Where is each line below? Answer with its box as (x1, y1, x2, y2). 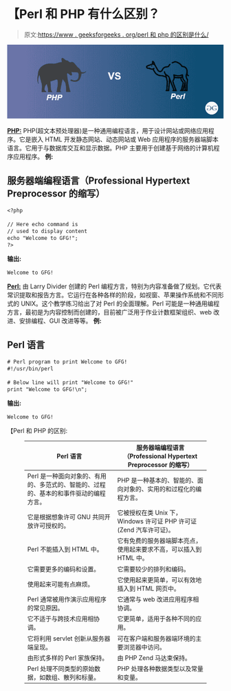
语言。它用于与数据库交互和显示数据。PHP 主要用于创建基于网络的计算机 (7, 144, 214, 152)
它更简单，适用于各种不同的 (117, 614, 196, 623)
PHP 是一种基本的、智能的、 (117, 476, 198, 484)
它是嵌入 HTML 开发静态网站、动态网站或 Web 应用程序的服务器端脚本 (19, 135, 219, 143)
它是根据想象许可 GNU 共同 (27, 513, 104, 521)
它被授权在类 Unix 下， (117, 508, 182, 517)
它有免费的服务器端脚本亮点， (117, 537, 202, 545)
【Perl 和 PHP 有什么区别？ (7, 6, 160, 22)
